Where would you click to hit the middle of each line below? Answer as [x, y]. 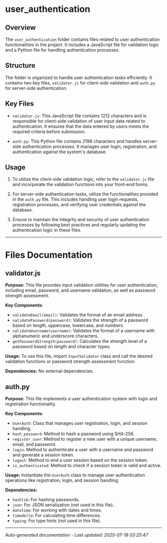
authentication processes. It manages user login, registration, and [89, 146]
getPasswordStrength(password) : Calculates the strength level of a [80, 341]
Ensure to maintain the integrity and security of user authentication [81, 220]
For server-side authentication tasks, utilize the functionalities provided [85, 194]
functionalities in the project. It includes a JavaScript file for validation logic [82, 45]
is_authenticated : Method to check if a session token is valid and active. [87, 465]
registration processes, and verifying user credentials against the [79, 205]
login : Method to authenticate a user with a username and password [83, 450]
